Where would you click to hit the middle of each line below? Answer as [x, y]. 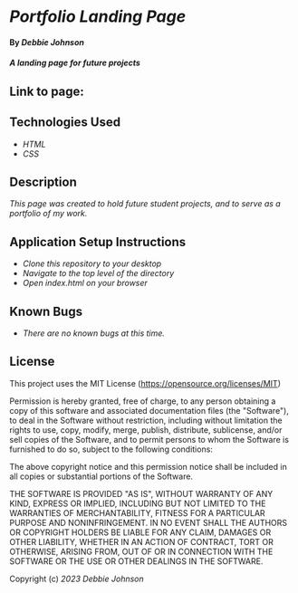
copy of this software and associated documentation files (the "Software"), [149, 410]
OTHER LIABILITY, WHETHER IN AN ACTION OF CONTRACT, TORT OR [141, 541]
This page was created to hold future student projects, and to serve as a [145, 204]
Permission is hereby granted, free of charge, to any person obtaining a [143, 401]
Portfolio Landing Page [98, 17]
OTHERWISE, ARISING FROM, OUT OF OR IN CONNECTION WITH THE [141, 551]
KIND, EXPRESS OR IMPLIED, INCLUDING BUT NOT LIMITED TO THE [138, 503]
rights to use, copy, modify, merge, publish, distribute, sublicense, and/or [146, 430]
